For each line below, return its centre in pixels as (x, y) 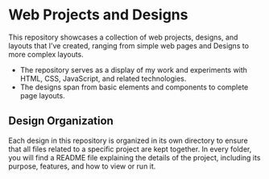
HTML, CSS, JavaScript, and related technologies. (103, 78)
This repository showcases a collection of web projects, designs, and (123, 37)
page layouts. (43, 95)
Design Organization (61, 121)
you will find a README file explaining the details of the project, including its (134, 157)
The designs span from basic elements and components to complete (134, 87)
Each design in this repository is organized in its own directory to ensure (128, 140)
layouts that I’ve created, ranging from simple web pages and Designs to (129, 45)
